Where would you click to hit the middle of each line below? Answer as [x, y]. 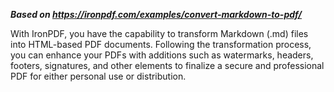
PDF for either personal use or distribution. [98, 76]
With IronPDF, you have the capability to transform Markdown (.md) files [159, 33]
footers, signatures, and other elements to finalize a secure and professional [167, 65]
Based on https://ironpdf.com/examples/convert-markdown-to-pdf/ [156, 14]
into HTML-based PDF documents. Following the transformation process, [161, 44]
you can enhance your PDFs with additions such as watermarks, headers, [162, 55]
